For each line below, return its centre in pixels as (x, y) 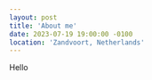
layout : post (33, 17)
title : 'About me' (43, 26)
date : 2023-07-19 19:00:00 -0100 (71, 34)
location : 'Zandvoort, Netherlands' (77, 42)
